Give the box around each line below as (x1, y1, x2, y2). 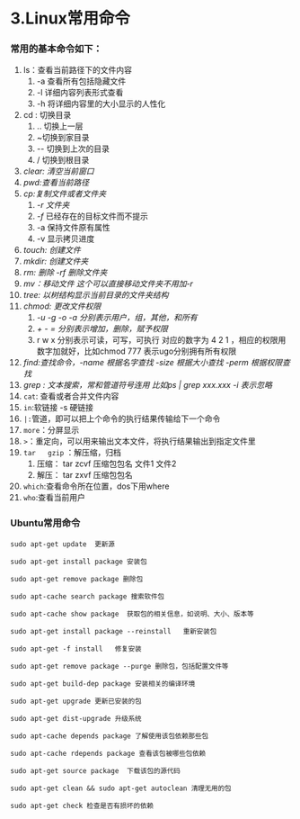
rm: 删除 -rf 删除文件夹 (22, 267, 108, 278)
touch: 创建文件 (22, 245, 82, 256)
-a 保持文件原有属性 (36, 222, 110, 233)
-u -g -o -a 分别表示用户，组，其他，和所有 (36, 312, 199, 323)
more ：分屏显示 (22, 425, 80, 436)
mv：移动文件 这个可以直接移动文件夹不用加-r (22, 278, 194, 289)
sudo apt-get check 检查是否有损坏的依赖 (10, 801, 154, 810)
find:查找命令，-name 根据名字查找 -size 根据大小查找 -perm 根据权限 (22, 357, 283, 368)
